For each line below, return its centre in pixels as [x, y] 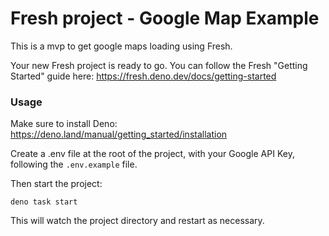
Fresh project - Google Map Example [165, 18]
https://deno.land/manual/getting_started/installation [119, 134]
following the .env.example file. [74, 164]
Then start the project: [56, 184]
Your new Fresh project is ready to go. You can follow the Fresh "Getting [159, 65]
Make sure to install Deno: [64, 124]
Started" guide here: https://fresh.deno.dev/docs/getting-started [143, 76]
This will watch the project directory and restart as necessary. [137, 221]
